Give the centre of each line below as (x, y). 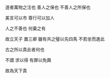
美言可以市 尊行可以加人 (30, 18)
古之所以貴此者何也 (25, 49)
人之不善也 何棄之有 (25, 28)
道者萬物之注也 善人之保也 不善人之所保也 (48, 7)
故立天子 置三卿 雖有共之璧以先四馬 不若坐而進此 (55, 39)
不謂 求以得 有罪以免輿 (28, 60)
